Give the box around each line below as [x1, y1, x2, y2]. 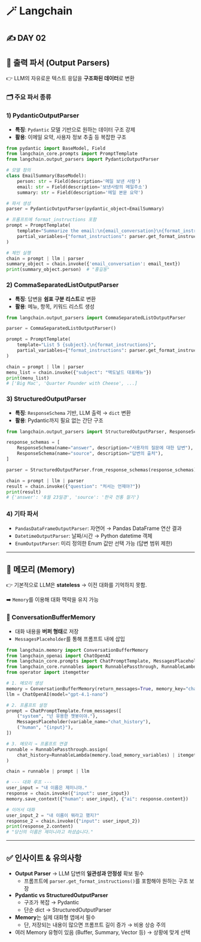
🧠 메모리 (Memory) [6, 564, 75, 575]
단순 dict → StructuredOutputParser [23, 906, 112, 914]
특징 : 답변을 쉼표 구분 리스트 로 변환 [14, 295, 96, 302]
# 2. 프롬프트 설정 [6, 702, 47, 708]
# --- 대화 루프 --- [6, 780, 53, 785]
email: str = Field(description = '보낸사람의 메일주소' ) [17, 183, 148, 190]
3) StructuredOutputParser [6, 395, 87, 403]
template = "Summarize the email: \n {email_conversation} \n [17, 228, 162, 234]
